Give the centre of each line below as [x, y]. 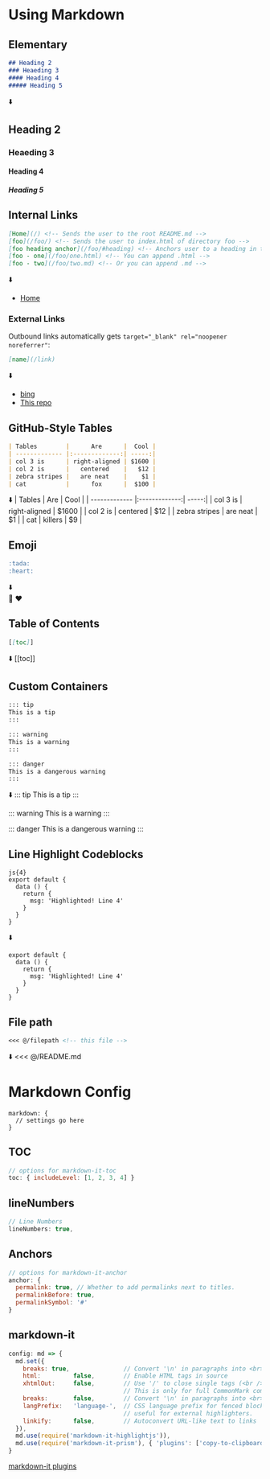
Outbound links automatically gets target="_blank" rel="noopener [118, 336]
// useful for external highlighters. [188, 1413]
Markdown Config [70, 1092]
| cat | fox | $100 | [82, 484]
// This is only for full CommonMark [186, 1391]
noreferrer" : [29, 345]
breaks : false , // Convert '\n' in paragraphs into [135, 1399]
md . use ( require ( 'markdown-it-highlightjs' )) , [93, 1436]
